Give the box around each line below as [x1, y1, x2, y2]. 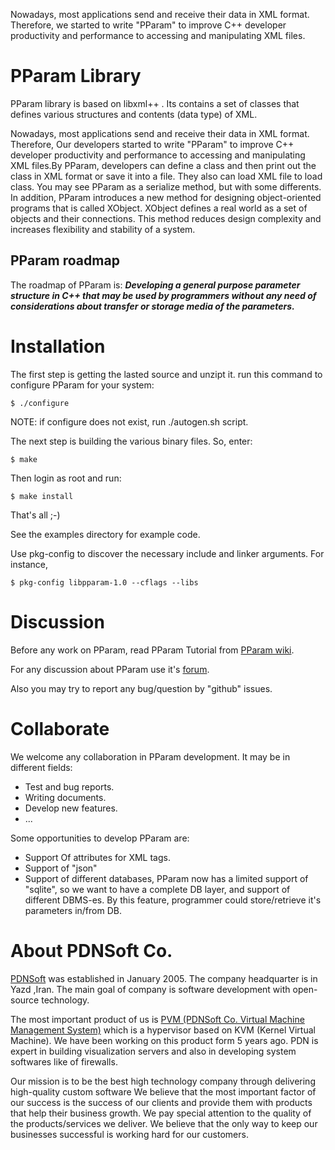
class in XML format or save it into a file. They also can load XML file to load [10, 170, 323, 182]
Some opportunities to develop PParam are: [10, 832, 190, 844]
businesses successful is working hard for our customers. [10, 1128, 249, 1140]
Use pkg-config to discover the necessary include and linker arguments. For [10, 547, 325, 559]
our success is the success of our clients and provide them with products [10, 1096, 313, 1108]
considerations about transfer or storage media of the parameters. [10, 300, 295, 312]
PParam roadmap [10, 252, 120, 269]
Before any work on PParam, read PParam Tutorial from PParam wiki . [10, 644, 295, 656]
